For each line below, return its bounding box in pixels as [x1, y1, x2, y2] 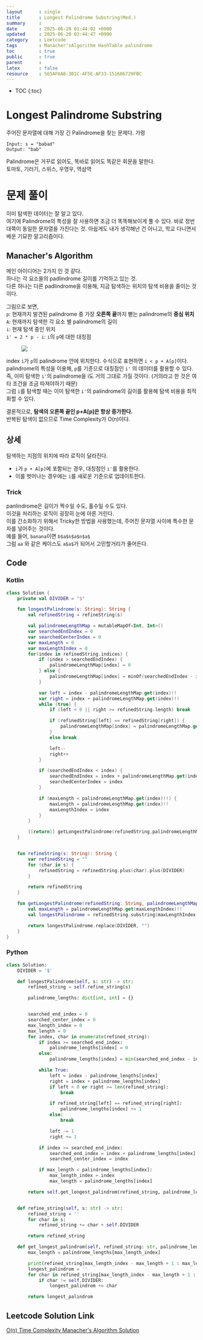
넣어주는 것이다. [17, 525, 55, 532]
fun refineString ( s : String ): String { [17, 850, 118, 857]
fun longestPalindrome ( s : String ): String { [17, 606, 131, 612]
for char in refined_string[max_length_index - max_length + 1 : [28, 1272, 196, 1278]
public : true [6, 54, 56, 60]
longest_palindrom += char [49, 1283, 118, 1289]
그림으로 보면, [6, 303, 39, 310]
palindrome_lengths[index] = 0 [49, 1045, 129, 1051]
